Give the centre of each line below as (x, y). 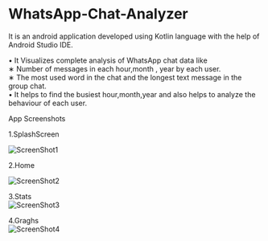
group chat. (27, 86)
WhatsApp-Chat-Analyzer (98, 14)
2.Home (21, 165)
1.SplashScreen (34, 134)
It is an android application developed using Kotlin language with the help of (134, 36)
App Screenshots (37, 118)
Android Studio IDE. (41, 44)
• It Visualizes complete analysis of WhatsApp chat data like (108, 60)
